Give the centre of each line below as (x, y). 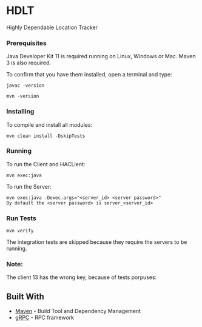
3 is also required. (29, 63)
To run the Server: (29, 186)
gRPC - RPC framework (45, 318)
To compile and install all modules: (49, 124)
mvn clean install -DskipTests (46, 136)
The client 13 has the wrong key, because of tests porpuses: (82, 277)
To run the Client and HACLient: (46, 164)
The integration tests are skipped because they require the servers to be (97, 242)
